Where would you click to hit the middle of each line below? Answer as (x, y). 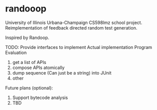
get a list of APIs (29, 62)
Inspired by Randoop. (27, 37)
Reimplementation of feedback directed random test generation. (71, 27)
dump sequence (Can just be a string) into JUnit (62, 72)
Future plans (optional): (29, 87)
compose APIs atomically (38, 67)
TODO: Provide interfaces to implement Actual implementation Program (79, 47)
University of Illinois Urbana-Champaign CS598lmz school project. (74, 22)
